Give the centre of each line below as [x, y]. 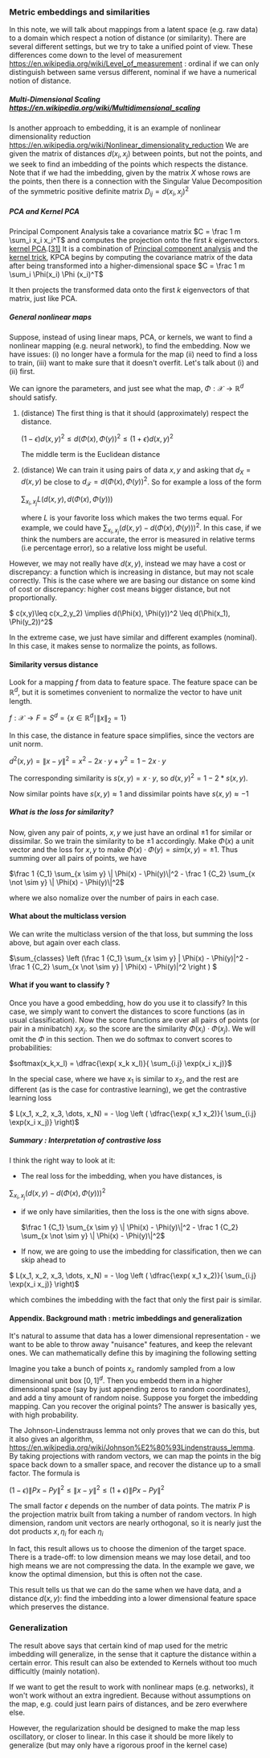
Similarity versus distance [54, 664]
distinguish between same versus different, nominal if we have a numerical [133, 72]
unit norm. [26, 744]
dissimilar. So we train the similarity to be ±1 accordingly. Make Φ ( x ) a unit [132, 841]
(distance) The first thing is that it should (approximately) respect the [135, 414]
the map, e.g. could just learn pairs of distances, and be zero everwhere [129, 1703]
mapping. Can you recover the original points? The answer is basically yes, [133, 1406]
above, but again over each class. [65, 942]
